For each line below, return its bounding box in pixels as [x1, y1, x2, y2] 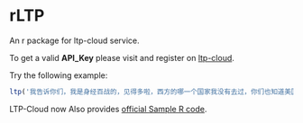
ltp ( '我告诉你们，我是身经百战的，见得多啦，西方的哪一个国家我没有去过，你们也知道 [9, 87, 285, 96]
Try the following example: [9, 69, 108, 81]
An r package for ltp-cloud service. [9, 35, 140, 46]
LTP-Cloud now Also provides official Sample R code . [9, 103, 207, 114]
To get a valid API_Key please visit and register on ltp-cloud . [9, 52, 234, 63]
